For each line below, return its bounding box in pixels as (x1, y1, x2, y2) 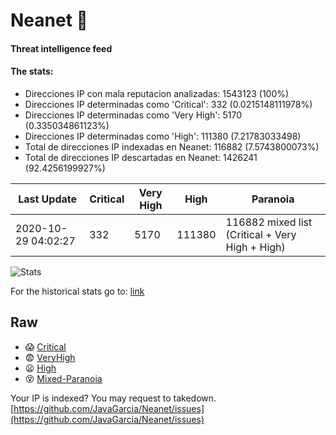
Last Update (18, 192, 78, 206)
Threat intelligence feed (10, 42, 113, 54)
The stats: (10, 65, 54, 78)
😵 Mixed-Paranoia (24, 372, 103, 384)
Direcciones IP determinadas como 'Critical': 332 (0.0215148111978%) (24, 98, 313, 110)
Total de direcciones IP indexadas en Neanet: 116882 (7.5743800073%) (24, 140, 320, 153)
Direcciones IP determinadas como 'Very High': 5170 (24, 109, 243, 121)
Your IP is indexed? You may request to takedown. (10, 392, 217, 404)
